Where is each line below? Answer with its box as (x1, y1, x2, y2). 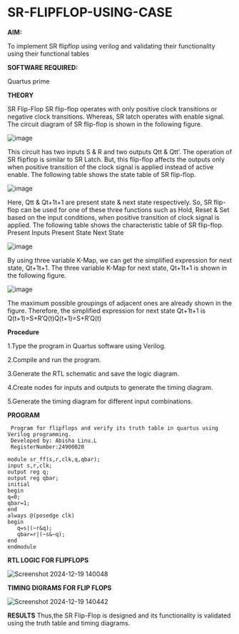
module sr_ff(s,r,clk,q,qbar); (7, 456, 101, 463)
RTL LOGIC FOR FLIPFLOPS (7, 555, 89, 564)
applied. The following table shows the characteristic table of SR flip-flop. (7, 221, 224, 229)
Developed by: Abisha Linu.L (10, 437, 98, 444)
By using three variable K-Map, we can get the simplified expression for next (7, 256, 233, 264)
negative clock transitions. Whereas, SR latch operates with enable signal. (7, 112, 225, 121)
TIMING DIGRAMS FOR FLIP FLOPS (7, 583, 112, 592)
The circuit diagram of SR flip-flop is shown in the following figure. (7, 119, 203, 129)
